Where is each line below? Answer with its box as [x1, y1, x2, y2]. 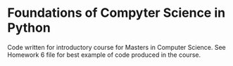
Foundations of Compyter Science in [7, 5, 226, 21]
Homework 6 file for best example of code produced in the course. [7, 51, 201, 59]
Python [7, 20, 51, 36]
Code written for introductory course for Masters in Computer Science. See [7, 43, 227, 51]
